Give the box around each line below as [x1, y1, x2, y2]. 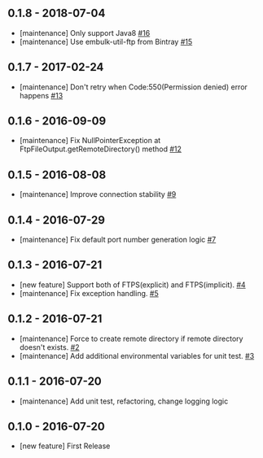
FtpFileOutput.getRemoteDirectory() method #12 [19, 144, 182, 154]
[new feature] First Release [19, 441, 111, 451]
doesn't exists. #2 [19, 342, 80, 352]
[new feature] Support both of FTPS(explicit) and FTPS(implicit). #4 [19, 280, 246, 290]
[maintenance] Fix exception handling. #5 [19, 288, 160, 298]
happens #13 [19, 90, 64, 100]
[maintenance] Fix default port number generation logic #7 [19, 235, 217, 245]
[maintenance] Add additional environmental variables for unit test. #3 [19, 351, 255, 360]
